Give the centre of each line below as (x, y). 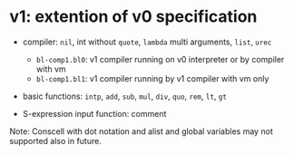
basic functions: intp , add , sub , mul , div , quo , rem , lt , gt (124, 96)
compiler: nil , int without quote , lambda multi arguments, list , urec (147, 42)
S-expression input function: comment (94, 113)
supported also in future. (55, 140)
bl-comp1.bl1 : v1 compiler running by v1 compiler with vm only (152, 78)
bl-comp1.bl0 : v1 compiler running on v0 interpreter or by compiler (160, 59)
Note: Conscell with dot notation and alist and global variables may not (142, 131)
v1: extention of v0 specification (133, 17)
